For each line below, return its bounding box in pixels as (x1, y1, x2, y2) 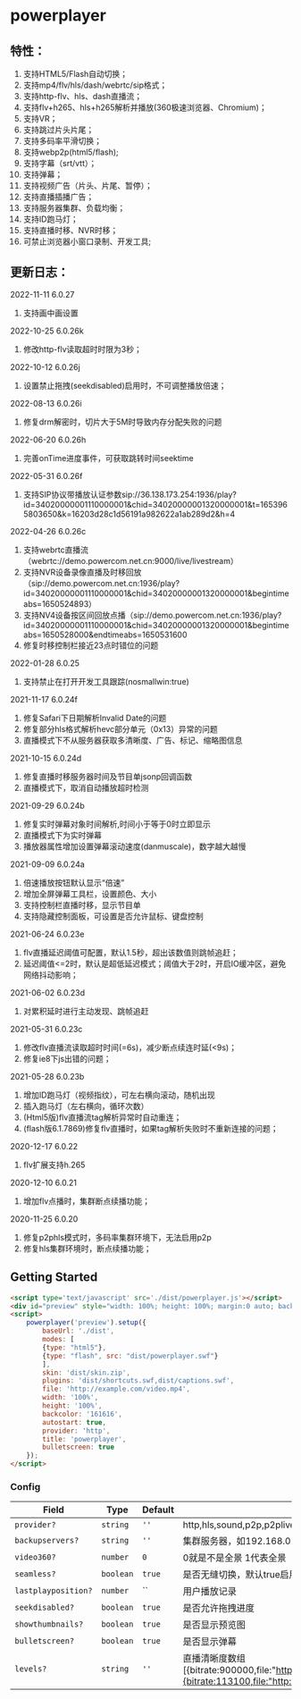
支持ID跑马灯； (22, 214, 79, 224)
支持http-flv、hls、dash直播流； (22, 91, 142, 101)
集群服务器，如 (182, 1535, 247, 1547)
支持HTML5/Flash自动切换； (22, 69, 129, 79)
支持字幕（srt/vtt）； (22, 158, 97, 168)
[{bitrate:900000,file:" (182, 1664, 276, 1677)
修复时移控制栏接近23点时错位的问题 (22, 640, 159, 651)
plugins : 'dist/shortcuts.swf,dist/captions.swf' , (42, 1376, 235, 1385)
